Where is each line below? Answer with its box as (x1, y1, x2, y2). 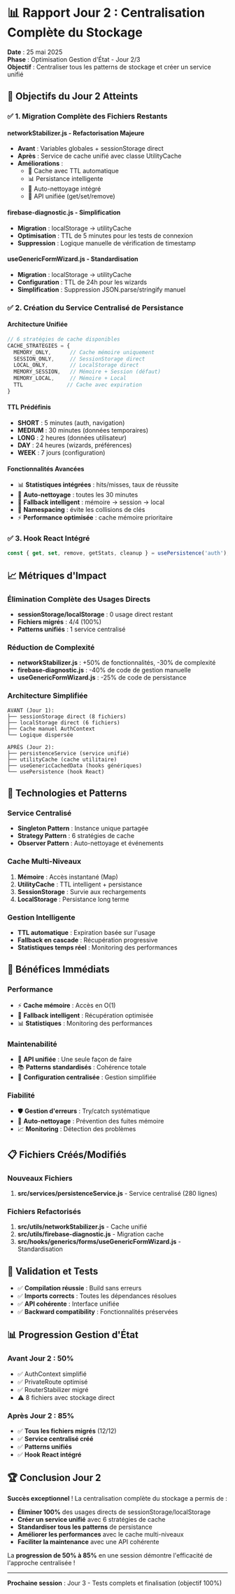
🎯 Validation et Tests (7, 1265, 99, 1277)
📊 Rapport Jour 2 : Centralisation (7, 5, 205, 21)
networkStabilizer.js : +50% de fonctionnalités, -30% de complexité (17, 658, 216, 667)
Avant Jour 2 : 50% (7, 1353, 74, 1363)
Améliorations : (17, 159, 64, 168)
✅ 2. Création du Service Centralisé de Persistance (7, 302, 184, 312)
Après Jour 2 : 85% (7, 1410, 75, 1420)
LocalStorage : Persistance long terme (17, 895, 129, 903)
